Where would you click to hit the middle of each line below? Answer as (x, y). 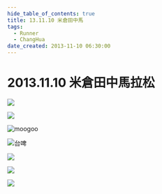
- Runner (26, 33)
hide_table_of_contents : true (51, 14)
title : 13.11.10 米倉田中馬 (45, 20)
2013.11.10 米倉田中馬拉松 (81, 83)
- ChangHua (29, 40)
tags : (15, 27)
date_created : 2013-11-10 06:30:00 (59, 46)
